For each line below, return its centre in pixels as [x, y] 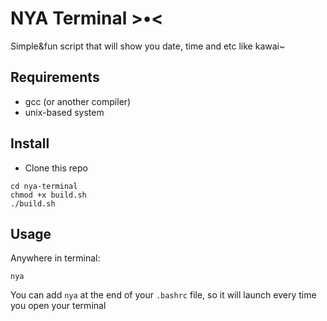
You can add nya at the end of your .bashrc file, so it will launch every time [163, 295]
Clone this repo [56, 168]
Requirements [55, 77]
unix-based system [64, 112]
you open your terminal [58, 306]
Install [30, 143]
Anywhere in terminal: [55, 258]
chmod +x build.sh [48, 195]
